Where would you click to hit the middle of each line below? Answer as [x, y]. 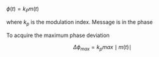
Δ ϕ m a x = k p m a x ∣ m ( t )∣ [102, 48]
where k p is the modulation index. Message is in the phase [80, 22]
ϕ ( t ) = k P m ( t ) [23, 10]
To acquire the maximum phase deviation [58, 35]
